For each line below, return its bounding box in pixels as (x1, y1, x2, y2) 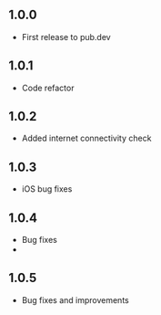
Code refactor (21, 82, 75, 93)
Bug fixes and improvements (21, 294, 129, 305)
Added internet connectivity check (21, 132, 152, 144)
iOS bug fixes (21, 184, 73, 194)
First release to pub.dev (21, 31, 111, 42)
